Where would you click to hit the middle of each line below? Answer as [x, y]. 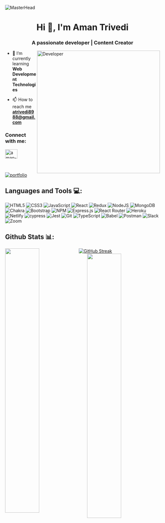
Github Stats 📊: [30, 237]
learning [21, 64]
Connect [15, 135]
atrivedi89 [23, 112]
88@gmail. [24, 117]
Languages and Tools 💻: [44, 191]
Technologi [24, 85]
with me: [16, 141]
